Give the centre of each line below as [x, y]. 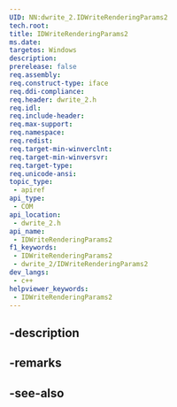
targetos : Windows [43, 50]
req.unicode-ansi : [43, 173]
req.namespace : [37, 133]
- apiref [29, 190]
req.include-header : [47, 116]
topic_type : [31, 182]
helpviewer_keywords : [49, 288]
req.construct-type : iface [59, 83]
